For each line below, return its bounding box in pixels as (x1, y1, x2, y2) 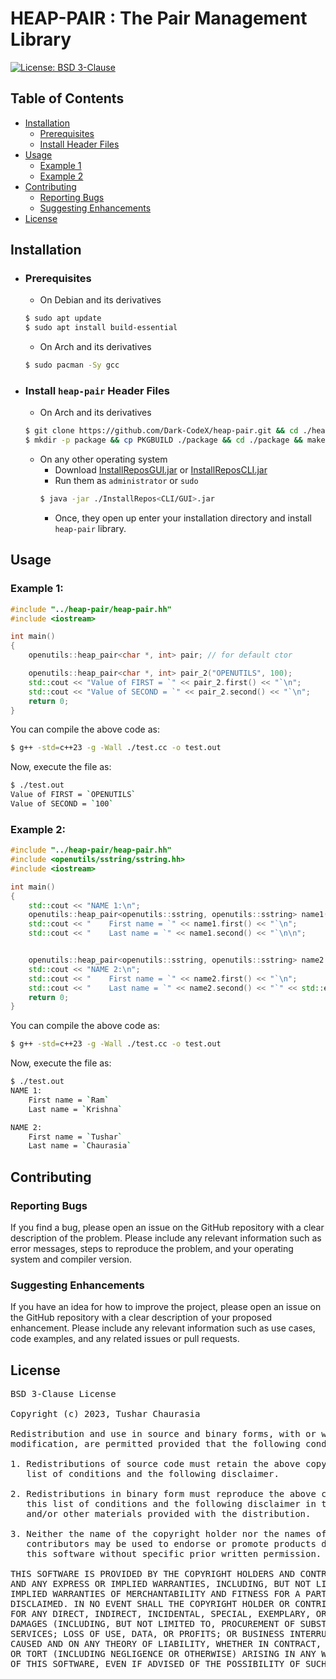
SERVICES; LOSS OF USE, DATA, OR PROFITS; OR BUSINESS (10, 1628, 285, 1640)
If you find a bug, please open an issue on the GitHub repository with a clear (10, 1222, 325, 1234)
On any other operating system (39, 453, 168, 466)
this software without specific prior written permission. (26, 1548, 322, 1560)
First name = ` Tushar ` (28, 1132, 123, 1142)
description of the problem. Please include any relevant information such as (10, 1232, 322, 1244)
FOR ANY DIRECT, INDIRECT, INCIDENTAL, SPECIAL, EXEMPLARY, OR (10, 1608, 327, 1620)
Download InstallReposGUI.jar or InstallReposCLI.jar (54, 464, 268, 476)
